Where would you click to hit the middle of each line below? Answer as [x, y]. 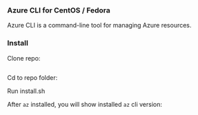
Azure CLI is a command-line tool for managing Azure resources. [99, 25]
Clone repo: [24, 58]
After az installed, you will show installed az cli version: [85, 104]
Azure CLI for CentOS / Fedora [59, 10]
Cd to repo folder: [32, 77]
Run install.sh [26, 91]
